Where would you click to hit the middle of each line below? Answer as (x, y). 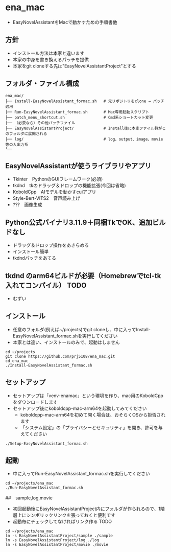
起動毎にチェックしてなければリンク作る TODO (62, 522)
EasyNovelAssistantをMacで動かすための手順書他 (65, 22)
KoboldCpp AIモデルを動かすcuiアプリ (54, 192)
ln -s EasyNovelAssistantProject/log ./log (52, 540)
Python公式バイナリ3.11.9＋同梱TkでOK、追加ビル (86, 222)
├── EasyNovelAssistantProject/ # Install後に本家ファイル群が (84, 128)
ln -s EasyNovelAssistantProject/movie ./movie (57, 545)
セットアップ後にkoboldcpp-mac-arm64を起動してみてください (80, 408)
